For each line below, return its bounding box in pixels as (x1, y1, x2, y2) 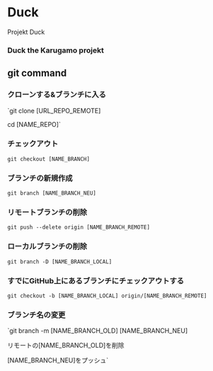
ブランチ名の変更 (7, 309, 66, 319)
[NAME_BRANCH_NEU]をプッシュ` (7, 356, 109, 365)
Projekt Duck (7, 28, 45, 36)
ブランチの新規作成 (7, 173, 73, 183)
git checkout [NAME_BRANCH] (7, 155, 91, 163)
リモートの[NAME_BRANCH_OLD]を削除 (7, 341, 125, 350)
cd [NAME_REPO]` (7, 120, 62, 128)
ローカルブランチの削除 (7, 241, 87, 251)
